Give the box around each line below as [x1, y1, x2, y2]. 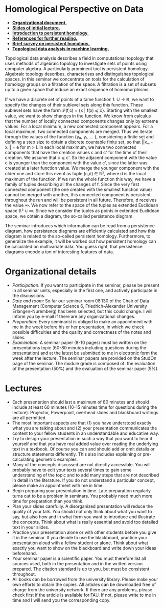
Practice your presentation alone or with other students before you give [12, 529, 157, 535]
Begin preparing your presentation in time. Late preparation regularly [12, 487, 151, 494]
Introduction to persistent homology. [12, 30, 89, 36]
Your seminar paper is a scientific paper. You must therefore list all [12, 555, 146, 561]
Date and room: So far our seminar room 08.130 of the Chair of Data [12, 298, 149, 304]
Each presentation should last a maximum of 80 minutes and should [12, 399, 149, 405]
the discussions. [12, 292, 46, 298]
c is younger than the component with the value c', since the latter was [5, 159, 148, 165]
